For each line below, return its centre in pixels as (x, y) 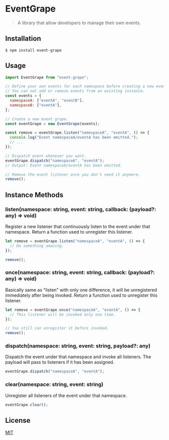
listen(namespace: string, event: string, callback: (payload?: (81, 209)
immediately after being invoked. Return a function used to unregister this (81, 295)
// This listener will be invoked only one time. (63, 314)
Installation (23, 39)
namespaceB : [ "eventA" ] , (36, 105)
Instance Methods (34, 195)
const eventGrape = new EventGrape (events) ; (53, 124)
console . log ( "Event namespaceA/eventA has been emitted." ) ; (74, 137)
